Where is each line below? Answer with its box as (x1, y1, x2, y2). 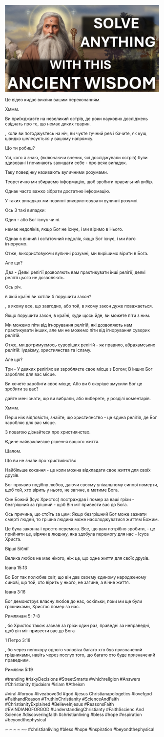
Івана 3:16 (5, 589, 26, 594)
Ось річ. (5, 284, 22, 290)
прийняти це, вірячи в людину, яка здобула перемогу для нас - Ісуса (5, 531, 149, 537)
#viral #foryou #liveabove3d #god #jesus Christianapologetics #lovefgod (5, 690, 152, 696)
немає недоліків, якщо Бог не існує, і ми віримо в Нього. (5, 226, 123, 232)
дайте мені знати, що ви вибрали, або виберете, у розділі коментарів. (5, 395, 151, 401)
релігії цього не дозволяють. (5, 274, 65, 280)
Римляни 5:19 (5, 666, 33, 672)
